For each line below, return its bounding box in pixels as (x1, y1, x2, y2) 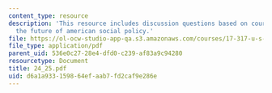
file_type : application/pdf (8, 42, 104, 50)
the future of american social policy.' (15, 27, 154, 35)
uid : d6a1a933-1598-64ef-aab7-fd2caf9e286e (8, 72, 158, 80)
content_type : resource (8, 11, 89, 20)
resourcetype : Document (8, 57, 89, 66)
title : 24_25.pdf (8, 65, 67, 73)
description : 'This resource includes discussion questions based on (8, 19, 249, 27)
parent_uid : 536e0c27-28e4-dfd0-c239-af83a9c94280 (8, 49, 183, 57)
